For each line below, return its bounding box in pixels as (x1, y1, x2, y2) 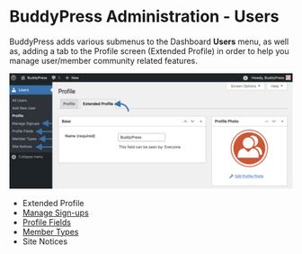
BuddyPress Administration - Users (9, 6, 280, 27)
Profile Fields (22, 216, 72, 227)
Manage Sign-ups (22, 207, 90, 218)
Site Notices (22, 236, 68, 247)
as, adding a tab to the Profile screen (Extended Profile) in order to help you (9, 45, 289, 56)
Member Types (22, 226, 79, 237)
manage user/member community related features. (9, 55, 198, 66)
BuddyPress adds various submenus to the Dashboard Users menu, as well (9, 36, 289, 47)
